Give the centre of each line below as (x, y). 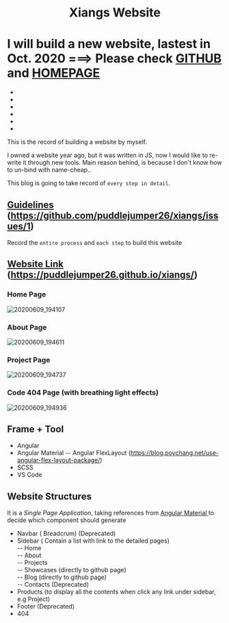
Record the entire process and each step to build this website (95, 242)
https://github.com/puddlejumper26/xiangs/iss (114, 215)
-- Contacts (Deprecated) (53, 585)
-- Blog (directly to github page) (62, 577)
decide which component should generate (67, 520)
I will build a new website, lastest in (109, 44)
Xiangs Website (115, 13)
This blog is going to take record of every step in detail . (89, 183)
